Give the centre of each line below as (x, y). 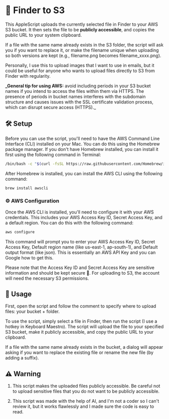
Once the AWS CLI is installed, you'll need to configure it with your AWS (80, 212)
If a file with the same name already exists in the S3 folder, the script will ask (84, 44)
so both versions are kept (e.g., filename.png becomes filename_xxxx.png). (83, 56)
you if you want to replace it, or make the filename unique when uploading (82, 50)
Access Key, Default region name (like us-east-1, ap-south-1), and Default (81, 247)
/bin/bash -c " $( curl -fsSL (35, 164)
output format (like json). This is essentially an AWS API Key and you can (80, 252)
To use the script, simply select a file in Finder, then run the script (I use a (81, 321)
